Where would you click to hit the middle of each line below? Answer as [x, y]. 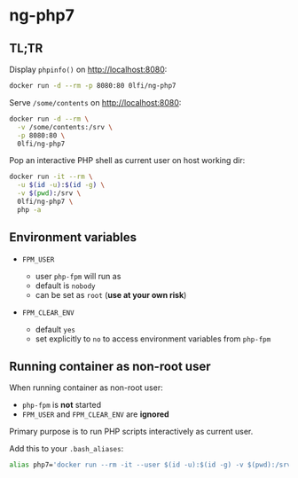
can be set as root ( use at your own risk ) [111, 294]
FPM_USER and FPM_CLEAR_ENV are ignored [96, 414]
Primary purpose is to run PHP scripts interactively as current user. [131, 432]
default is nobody [65, 286]
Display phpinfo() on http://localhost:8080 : [88, 69]
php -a [29, 209]
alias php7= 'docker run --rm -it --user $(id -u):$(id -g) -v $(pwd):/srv [150, 465]
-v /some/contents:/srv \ [65, 127]
